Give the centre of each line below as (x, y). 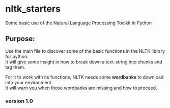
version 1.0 (19, 101)
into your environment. (29, 82)
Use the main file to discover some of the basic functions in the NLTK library (85, 51)
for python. (17, 56)
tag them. (15, 67)
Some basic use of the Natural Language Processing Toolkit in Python (78, 23)
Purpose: (20, 39)
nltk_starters (33, 9)
